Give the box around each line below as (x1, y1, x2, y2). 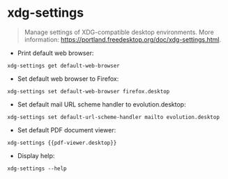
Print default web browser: (17, 49, 94, 57)
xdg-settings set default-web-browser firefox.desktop (7, 88, 170, 95)
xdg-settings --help (7, 165, 68, 172)
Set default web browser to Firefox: (17, 75, 119, 83)
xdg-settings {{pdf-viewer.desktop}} (7, 139, 117, 146)
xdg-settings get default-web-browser (7, 62, 120, 69)
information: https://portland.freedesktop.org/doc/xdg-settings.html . (24, 35, 222, 43)
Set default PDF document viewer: (17, 125, 116, 134)
